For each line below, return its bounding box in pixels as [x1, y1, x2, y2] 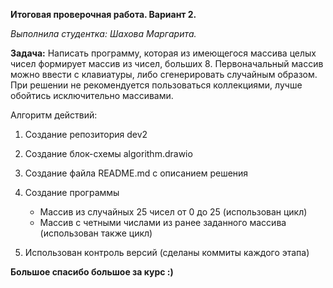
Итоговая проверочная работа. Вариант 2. [10, 9, 197, 20]
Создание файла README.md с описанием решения [24, 167, 249, 179]
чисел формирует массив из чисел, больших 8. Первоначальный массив [10, 58, 324, 69]
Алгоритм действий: [10, 109, 98, 121]
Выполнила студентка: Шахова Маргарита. [10, 28, 197, 39]
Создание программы [24, 187, 120, 198]
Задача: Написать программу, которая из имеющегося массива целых [10, 47, 317, 59]
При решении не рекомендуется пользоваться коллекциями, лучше [10, 79, 303, 91]
